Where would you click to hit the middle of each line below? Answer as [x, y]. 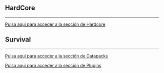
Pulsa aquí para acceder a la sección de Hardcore [55, 24]
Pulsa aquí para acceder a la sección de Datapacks [57, 56]
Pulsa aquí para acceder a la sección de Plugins [53, 65]
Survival [18, 40]
